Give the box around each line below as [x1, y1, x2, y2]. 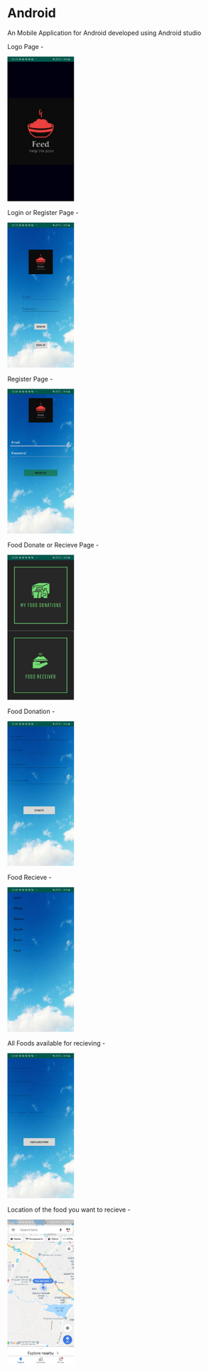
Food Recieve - [7, 873, 52, 882]
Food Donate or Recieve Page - [7, 541, 99, 550]
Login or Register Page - [7, 209, 80, 217]
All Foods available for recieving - [7, 1039, 106, 1048]
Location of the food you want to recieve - [7, 1205, 131, 1214]
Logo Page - [7, 42, 44, 51]
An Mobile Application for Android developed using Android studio [7, 28, 202, 37]
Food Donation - [7, 707, 55, 715]
